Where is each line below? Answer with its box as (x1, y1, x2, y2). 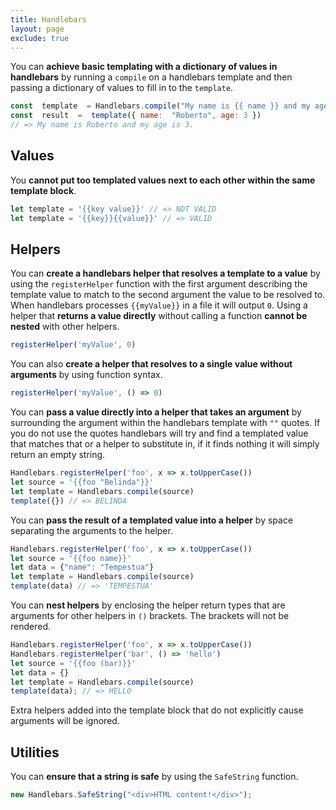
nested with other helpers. (10, 321, 120, 333)
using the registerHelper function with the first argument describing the (10, 278, 308, 290)
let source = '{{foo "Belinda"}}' (10, 477, 155, 487)
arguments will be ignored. (10, 715, 120, 727)
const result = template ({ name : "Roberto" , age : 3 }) (10, 111, 262, 121)
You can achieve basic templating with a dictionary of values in (10, 61, 278, 73)
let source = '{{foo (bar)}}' (10, 658, 137, 668)
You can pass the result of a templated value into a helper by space (10, 514, 294, 526)
